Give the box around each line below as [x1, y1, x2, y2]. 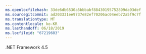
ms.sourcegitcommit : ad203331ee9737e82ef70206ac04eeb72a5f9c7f [5, 12, 141, 17]
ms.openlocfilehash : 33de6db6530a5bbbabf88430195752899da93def [5, 7, 141, 12]
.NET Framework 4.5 [5, 44, 48, 50]
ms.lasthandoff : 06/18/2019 [5, 26, 65, 31]
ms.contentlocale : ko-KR [5, 21, 58, 26]
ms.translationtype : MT [5, 16, 56, 21]
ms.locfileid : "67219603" [5, 30, 60, 35]
